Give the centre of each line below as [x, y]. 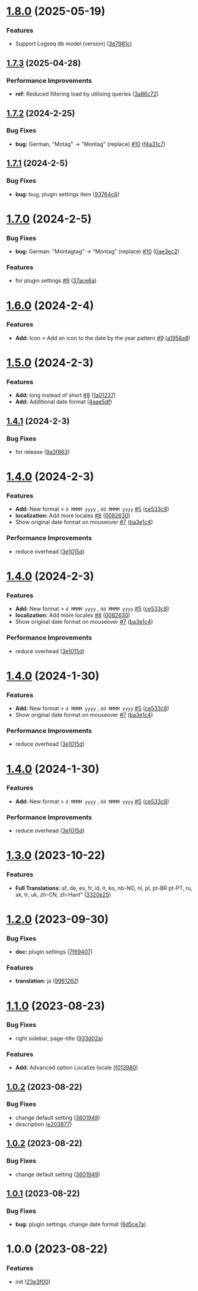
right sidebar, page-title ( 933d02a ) [59, 1038]
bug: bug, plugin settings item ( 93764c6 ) [67, 194]
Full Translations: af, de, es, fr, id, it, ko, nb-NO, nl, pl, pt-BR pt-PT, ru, [104, 888]
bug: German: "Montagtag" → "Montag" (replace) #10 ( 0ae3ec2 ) [97, 251]
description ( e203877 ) [44, 1124]
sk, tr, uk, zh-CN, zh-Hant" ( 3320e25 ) [63, 894]
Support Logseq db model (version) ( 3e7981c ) [74, 44]
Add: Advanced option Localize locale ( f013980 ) [77, 1068]
